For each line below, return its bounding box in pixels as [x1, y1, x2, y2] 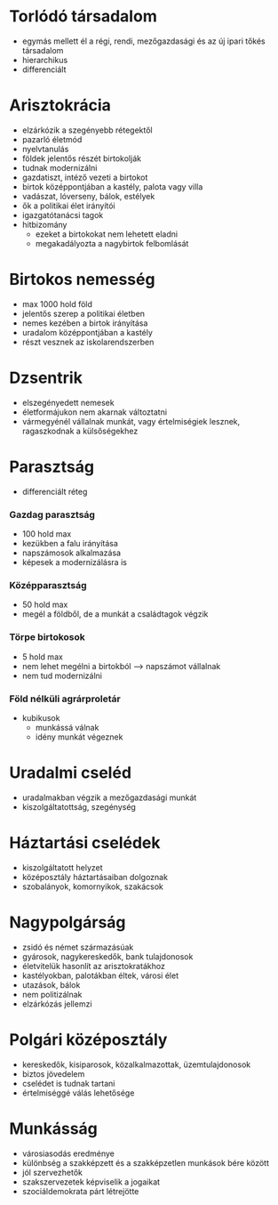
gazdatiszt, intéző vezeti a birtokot [21, 172, 148, 182]
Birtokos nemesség [9, 270, 155, 290]
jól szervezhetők [21, 1167, 83, 1177]
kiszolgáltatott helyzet [21, 861, 104, 873]
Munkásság [9, 1119, 98, 1138]
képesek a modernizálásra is [21, 556, 127, 567]
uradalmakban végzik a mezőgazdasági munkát [21, 792, 197, 803]
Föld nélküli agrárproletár [9, 692, 122, 705]
